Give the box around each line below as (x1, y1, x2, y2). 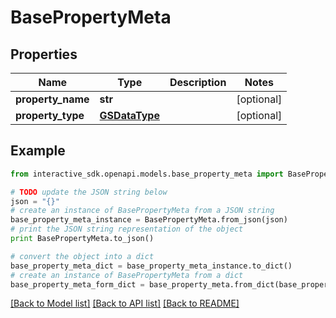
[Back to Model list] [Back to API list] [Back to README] (10, 297, 240, 310)
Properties (10, 46, 78, 63)
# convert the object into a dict (10, 251, 155, 261)
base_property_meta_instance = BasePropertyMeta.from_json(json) (10, 215, 288, 225)
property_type (15, 109, 85, 122)
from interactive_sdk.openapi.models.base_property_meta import (10, 169, 284, 179)
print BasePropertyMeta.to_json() (10, 234, 155, 244)
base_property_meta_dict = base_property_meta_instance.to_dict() (10, 261, 293, 271)
